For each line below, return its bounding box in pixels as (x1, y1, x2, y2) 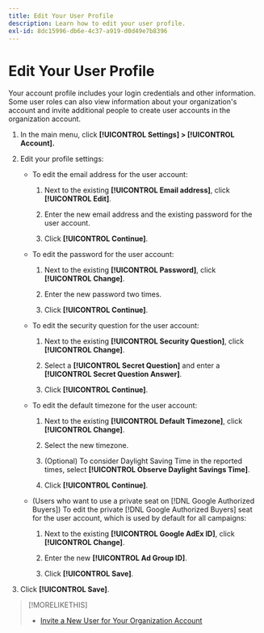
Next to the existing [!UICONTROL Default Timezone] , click (44, 416, 243, 426)
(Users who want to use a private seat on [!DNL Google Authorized (31, 496, 255, 506)
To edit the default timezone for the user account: (31, 401, 198, 411)
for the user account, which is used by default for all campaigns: (31, 513, 247, 523)
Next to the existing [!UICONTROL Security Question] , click (44, 336, 245, 346)
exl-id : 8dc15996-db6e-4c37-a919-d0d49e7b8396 (8, 27, 168, 35)
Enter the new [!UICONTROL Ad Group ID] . (44, 553, 187, 563)
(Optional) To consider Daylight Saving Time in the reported (44, 456, 243, 466)
